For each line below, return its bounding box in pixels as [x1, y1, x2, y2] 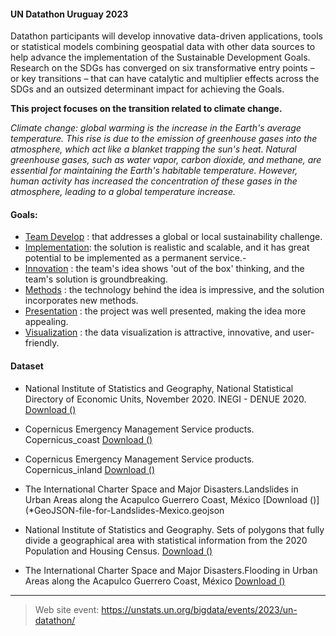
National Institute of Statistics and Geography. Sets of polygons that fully [24, 523, 325, 535]
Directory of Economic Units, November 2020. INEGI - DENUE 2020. [24, 393, 307, 405]
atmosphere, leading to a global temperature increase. [10, 186, 237, 198]
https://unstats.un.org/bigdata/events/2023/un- [101, 603, 298, 615]
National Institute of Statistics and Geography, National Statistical [24, 382, 294, 394]
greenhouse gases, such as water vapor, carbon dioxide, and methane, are [10, 154, 322, 166]
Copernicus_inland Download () [24, 463, 156, 475]
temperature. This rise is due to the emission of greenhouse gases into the [10, 133, 318, 145]
